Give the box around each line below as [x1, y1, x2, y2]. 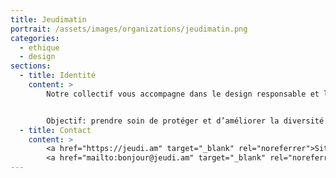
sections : [10, 61, 52, 71]
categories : [10, 33, 60, 43]
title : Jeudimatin [10, 14, 87, 25]
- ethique [19, 42, 60, 53]
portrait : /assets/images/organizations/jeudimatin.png [10, 24, 248, 34]
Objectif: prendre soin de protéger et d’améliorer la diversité [46, 116, 325, 126]
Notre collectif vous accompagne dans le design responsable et [46, 89, 320, 99]
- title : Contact [19, 125, 92, 135]
